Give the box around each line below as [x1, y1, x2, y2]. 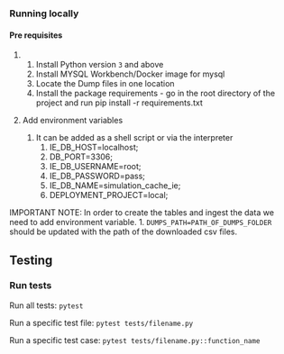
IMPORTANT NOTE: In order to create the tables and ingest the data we [9, 207, 275, 218]
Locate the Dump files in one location [35, 78, 175, 89]
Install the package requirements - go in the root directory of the [35, 88, 276, 99]
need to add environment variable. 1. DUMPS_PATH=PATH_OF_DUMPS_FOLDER [9, 217, 272, 228]
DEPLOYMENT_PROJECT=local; [49, 190, 169, 201]
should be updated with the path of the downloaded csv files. [9, 226, 237, 237]
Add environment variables [22, 115, 124, 126]
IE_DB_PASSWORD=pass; [49, 170, 146, 182]
